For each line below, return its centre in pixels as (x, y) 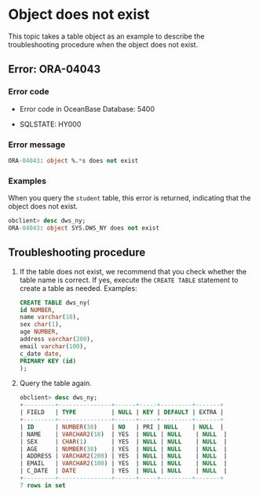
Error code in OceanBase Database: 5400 (87, 108)
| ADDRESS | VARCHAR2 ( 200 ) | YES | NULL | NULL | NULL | (123, 456)
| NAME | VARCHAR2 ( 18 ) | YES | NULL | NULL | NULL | (123, 434)
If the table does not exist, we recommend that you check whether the (133, 271)
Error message (37, 145)
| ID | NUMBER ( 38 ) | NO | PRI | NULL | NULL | (122, 427)
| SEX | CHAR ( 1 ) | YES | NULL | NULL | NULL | (123, 442)
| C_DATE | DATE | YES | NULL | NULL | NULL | (123, 471)
